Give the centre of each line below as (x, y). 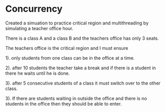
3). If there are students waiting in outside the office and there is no (76, 98)
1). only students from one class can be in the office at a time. (70, 58)
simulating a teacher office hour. (39, 28)
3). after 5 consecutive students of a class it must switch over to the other (83, 83)
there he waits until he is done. (38, 73)
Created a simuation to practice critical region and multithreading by (77, 23)
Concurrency (34, 9)
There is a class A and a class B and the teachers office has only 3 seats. (82, 38)
